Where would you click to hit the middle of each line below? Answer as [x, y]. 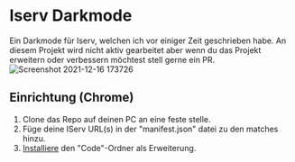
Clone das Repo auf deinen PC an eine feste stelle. [116, 119]
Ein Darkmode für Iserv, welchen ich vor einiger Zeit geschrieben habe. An [148, 40]
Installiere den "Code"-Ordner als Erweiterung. [109, 148]
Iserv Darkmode [71, 16]
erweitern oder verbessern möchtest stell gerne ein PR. [112, 59]
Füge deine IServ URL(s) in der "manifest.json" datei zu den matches [150, 129]
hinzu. [34, 138]
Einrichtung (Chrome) [72, 98]
